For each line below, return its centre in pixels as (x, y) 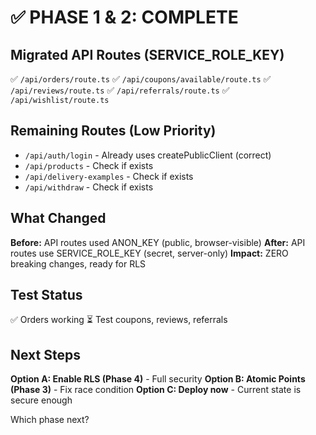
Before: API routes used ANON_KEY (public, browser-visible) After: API (158, 242)
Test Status (46, 295)
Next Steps (45, 354)
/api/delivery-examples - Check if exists (109, 176)
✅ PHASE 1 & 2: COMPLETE (124, 17)
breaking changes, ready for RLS (78, 263)
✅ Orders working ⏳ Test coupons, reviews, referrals (119, 320)
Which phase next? (50, 420)
